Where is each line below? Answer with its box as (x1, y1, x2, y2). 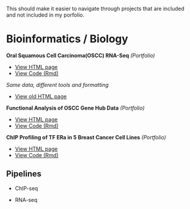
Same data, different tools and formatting (6, 81, 109, 88)
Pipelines (6, 169, 42, 179)
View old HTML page (14, 92, 67, 100)
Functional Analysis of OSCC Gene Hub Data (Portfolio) (6, 104, 145, 111)
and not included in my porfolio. (6, 11, 85, 18)
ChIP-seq (14, 185, 38, 192)
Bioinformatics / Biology (6, 32, 128, 46)
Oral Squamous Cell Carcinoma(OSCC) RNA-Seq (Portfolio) (6, 52, 155, 59)
